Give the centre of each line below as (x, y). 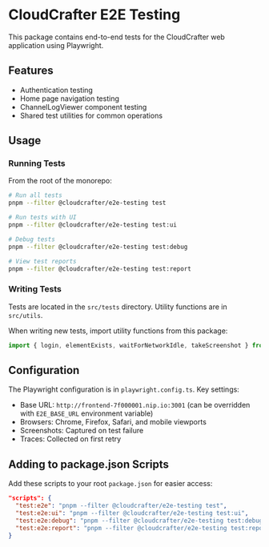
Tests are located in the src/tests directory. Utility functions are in (118, 307)
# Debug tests (32, 239)
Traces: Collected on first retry (70, 439)
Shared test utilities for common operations (91, 115)
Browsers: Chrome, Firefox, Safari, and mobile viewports (113, 422)
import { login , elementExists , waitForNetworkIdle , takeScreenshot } (128, 345)
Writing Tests (35, 289)
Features (31, 71)
